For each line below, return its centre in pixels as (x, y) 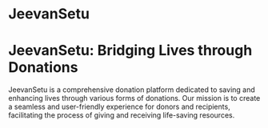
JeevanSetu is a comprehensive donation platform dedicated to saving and (132, 90)
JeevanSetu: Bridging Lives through (130, 51)
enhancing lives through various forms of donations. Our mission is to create (134, 98)
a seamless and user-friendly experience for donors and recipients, (119, 107)
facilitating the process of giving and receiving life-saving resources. (122, 115)
